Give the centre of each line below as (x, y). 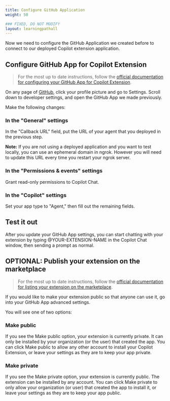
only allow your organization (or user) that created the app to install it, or (81, 388)
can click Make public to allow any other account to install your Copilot (79, 347)
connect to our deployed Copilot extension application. (63, 48)
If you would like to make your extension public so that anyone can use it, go (85, 297)
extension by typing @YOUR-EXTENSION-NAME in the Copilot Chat (76, 240)
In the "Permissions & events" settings (54, 171)
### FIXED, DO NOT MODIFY (32, 24)
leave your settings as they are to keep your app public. (63, 393)
